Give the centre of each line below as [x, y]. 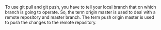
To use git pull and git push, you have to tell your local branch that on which [80, 7]
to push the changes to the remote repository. [51, 22]
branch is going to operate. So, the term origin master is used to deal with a [80, 12]
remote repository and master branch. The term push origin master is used [80, 17]
